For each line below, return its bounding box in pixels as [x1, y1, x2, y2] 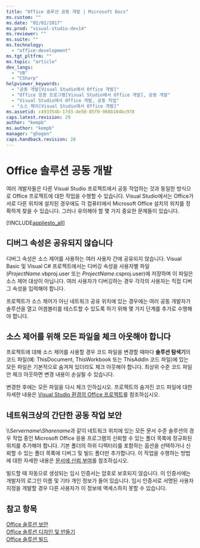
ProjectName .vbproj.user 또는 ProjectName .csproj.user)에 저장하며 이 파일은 [8, 270, 193, 277]
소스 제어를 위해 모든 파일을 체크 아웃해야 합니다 [6, 331, 171, 341]
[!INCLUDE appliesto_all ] [6, 219, 65, 226]
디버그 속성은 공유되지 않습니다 [6, 238, 113, 248]
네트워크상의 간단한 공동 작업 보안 [6, 410, 122, 420]
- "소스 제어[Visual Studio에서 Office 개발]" [11, 103, 119, 109]
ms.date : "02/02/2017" [6, 20, 63, 26]
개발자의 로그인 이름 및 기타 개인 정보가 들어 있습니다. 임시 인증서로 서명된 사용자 [6, 477, 194, 484]
